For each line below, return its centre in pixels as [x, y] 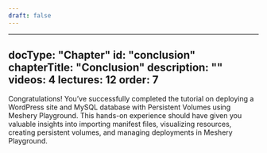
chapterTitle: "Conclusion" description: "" [116, 68]
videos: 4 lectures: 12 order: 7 [83, 80]
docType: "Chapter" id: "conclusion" [102, 55]
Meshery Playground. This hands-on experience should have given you [125, 116]
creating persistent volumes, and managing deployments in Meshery [120, 132]
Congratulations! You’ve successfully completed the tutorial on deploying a [131, 99]
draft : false [30, 15]
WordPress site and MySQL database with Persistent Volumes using [120, 107]
